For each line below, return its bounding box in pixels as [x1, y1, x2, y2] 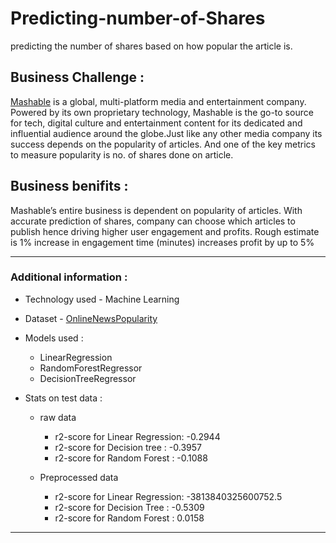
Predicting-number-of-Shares [10, 7, 266, 30]
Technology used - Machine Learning [24, 293, 180, 305]
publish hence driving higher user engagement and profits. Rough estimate [10, 225, 320, 237]
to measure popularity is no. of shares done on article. [10, 148, 234, 161]
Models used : [24, 332, 84, 344]
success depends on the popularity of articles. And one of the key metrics [10, 138, 316, 150]
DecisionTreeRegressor [39, 372, 137, 384]
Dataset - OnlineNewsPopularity [24, 312, 158, 324]
